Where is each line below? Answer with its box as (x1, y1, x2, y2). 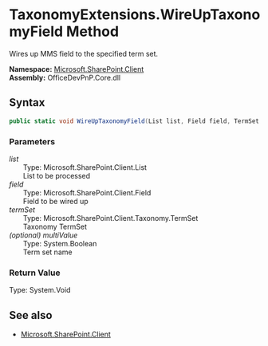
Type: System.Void (9, 285, 71, 295)
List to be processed (23, 171, 91, 180)
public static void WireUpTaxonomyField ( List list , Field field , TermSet (9, 117, 260, 125)
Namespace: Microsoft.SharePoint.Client (9, 64, 144, 73)
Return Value (9, 267, 61, 278)
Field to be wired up (23, 196, 89, 206)
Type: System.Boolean (23, 238, 97, 248)
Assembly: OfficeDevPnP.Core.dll (9, 73, 121, 82)
